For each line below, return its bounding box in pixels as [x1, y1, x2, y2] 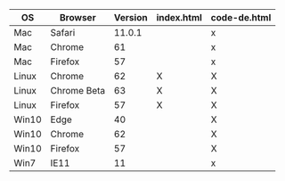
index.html [156, 12, 203, 23]
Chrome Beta [50, 85, 106, 96]
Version [114, 12, 149, 23]
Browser [59, 12, 96, 23]
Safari [50, 27, 76, 38]
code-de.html [210, 12, 272, 23]
